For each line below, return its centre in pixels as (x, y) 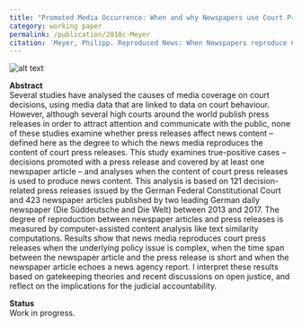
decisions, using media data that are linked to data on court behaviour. (140, 105)
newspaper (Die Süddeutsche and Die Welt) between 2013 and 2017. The (145, 210)
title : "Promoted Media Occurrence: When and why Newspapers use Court (146, 18)
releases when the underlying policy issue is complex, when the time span (147, 248)
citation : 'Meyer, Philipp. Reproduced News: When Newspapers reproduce (148, 43)
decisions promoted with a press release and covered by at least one (137, 162)
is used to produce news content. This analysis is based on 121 (126, 181)
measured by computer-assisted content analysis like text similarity (134, 229)
